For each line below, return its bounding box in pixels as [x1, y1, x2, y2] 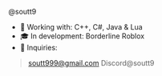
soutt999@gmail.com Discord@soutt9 [27, 58, 155, 67]
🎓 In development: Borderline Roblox [19, 31, 145, 41]
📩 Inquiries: [19, 43, 58, 52]
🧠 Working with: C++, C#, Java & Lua [19, 22, 143, 31]
